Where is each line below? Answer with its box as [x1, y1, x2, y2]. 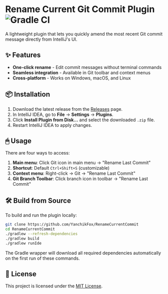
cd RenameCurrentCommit [5, 227, 55, 232]
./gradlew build [5, 236, 39, 241]
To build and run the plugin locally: [5, 212, 77, 218]
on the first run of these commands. [5, 255, 80, 261]
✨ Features [5, 51, 41, 59]
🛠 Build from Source [5, 196, 72, 205]
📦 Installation [5, 90, 50, 99]
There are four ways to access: [5, 150, 70, 156]
